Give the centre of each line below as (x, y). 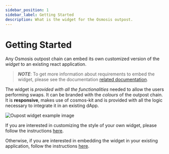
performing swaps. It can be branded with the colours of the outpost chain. (84, 95)
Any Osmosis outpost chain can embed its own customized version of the (82, 59)
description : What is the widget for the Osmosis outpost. (69, 19)
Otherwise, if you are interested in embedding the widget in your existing (82, 141)
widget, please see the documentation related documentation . (83, 80)
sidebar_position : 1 (27, 10)
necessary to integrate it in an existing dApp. (52, 106)
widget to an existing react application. (46, 64)
